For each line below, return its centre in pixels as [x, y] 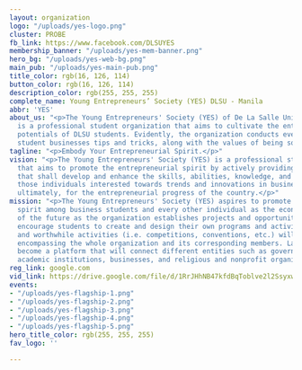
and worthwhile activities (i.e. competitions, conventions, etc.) [147, 234]
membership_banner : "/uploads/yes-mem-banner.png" [106, 51]
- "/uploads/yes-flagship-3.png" [72, 310]
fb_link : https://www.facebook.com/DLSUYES [92, 43]
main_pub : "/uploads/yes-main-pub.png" [84, 68]
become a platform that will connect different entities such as [142, 251]
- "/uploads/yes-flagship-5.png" [72, 327]
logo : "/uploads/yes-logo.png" [68, 26]
